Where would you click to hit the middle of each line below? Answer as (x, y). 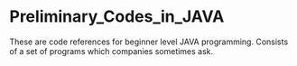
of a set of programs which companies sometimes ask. (111, 51)
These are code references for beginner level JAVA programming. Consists (149, 42)
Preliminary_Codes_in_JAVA (117, 17)
